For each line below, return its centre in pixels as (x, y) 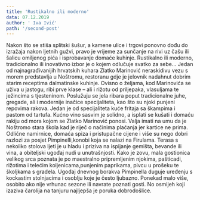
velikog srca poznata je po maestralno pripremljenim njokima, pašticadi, (94, 159)
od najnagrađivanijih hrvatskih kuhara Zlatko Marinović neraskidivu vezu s (97, 71)
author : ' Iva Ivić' (32, 23)
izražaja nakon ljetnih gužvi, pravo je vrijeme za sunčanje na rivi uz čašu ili (98, 52)
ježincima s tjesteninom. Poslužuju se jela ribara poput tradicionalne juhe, (96, 96)
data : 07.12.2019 (28, 17)
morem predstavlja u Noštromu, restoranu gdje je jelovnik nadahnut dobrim (99, 77)
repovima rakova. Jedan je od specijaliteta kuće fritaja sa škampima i (91, 108)
